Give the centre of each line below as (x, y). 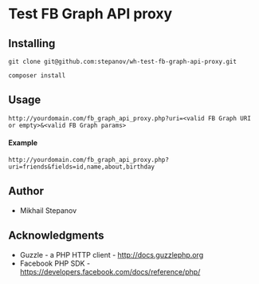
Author (26, 191)
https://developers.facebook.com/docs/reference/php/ (110, 271)
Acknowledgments (57, 236)
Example (23, 143)
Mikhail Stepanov (48, 210)
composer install (37, 76)
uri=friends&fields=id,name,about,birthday (82, 167)
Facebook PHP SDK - (55, 263)
